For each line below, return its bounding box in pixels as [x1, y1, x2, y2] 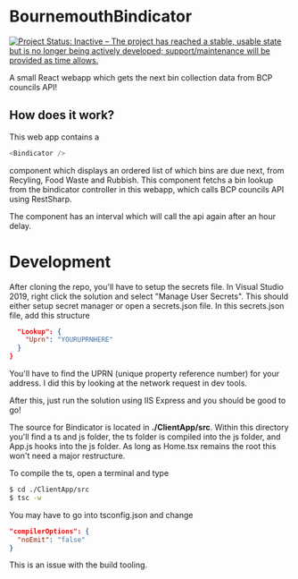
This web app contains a [9, 132, 100, 142]
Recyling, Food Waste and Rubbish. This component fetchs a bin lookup [9, 175, 274, 185]
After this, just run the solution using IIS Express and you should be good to [9, 396, 286, 406]
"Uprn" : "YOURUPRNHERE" [25, 336, 114, 345]
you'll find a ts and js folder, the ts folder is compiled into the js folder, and [9, 431, 281, 442]
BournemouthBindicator [9, 6, 193, 27]
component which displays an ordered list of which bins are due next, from [9, 165, 285, 175]
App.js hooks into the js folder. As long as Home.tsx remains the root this [9, 441, 277, 452]
